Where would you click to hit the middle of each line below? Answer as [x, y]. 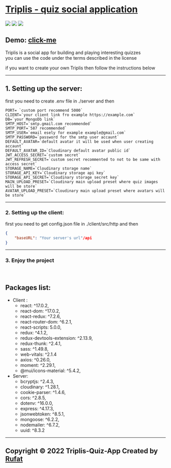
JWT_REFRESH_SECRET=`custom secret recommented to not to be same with [83, 159]
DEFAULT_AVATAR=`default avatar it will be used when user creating [79, 141]
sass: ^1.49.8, [34, 349]
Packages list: [28, 288]
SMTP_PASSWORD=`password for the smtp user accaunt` [62, 137]
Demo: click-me [31, 40]
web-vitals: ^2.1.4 [38, 354]
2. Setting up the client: [35, 213]
